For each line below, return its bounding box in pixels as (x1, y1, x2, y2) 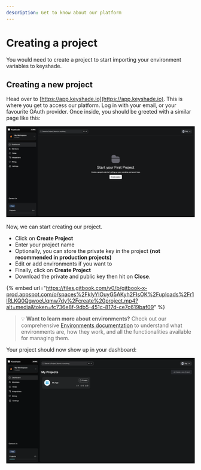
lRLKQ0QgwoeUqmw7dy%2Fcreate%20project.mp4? (6, 297, 139, 304)
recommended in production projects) (14, 254, 112, 261)
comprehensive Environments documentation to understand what (20, 322, 182, 329)
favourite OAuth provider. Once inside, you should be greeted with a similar (6, 108, 191, 115)
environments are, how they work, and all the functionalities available (20, 328, 191, 335)
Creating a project (6, 36, 98, 50)
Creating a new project (6, 80, 93, 90)
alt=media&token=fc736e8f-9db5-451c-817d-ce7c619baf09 (6, 304, 154, 311)
